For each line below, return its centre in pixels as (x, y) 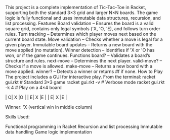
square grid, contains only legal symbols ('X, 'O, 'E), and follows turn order (83, 29)
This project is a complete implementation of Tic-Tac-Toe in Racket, (76, 7)
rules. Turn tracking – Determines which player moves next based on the (81, 34)
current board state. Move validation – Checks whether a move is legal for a (84, 39)
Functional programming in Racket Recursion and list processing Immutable (84, 126)
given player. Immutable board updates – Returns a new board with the (79, 45)
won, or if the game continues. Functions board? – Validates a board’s (78, 55)
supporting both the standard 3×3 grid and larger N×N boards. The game (82, 13)
